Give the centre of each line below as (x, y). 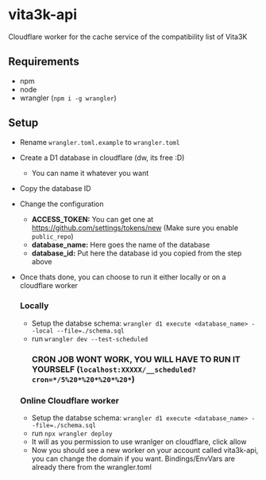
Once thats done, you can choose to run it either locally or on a (123, 277)
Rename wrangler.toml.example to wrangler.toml (100, 142)
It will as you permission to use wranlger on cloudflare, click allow (139, 442)
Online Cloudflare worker (69, 400)
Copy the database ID (55, 188)
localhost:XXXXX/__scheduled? (138, 369)
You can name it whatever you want (90, 173)
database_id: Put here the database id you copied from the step (137, 253)
